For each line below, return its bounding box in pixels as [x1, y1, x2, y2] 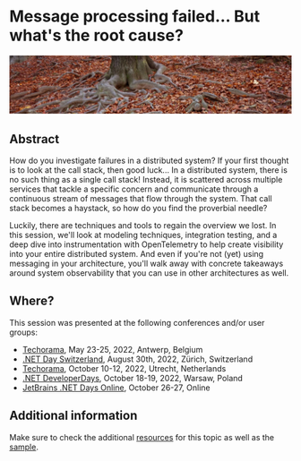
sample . [9, 441, 39, 452]
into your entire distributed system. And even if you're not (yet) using [9, 249, 264, 260]
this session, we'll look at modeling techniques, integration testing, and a [9, 230, 278, 241]
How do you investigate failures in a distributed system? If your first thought [9, 155, 289, 166]
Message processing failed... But [9, 6, 261, 27]
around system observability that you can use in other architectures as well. [9, 268, 289, 278]
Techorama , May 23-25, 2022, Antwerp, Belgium [21, 344, 203, 354]
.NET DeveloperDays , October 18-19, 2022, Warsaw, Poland [21, 372, 244, 383]
